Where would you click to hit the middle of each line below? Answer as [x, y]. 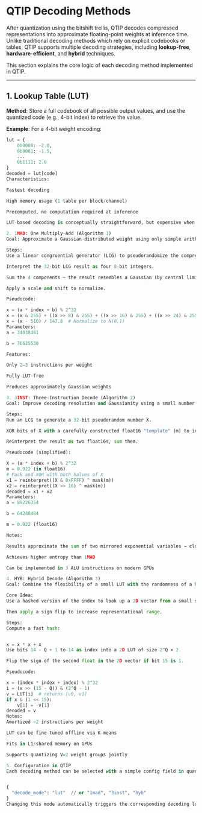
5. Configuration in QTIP [38, 765]
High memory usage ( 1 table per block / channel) [67, 201]
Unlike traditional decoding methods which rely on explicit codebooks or [96, 40]
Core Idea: [20, 595]
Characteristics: [28, 179]
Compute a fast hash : [33, 628]
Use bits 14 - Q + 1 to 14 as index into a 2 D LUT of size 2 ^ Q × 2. [94, 650]
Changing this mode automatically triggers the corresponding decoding [98, 804]
